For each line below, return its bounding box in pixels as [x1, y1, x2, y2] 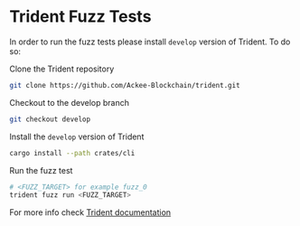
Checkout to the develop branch [9, 97, 129, 108]
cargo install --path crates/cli [9, 148, 136, 157]
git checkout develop [9, 115, 91, 124]
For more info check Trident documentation [9, 207, 172, 218]
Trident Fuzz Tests [9, 6, 152, 27]
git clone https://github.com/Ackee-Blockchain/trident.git [9, 80, 241, 89]
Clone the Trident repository [9, 63, 115, 74]
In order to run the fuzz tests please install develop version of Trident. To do [9, 36, 291, 47]
